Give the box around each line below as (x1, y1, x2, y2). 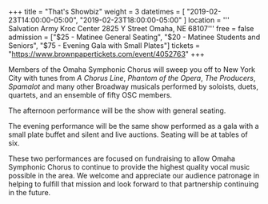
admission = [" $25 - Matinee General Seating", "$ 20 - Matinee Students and (8, 32, 261, 42)
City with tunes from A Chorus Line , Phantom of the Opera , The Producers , (8, 74, 256, 82)
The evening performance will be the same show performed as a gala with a (8, 122, 259, 130)
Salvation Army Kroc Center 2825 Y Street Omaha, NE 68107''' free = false (8, 24, 254, 33)
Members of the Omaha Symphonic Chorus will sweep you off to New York (8, 65, 256, 74)
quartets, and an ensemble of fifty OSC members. (8, 90, 173, 99)
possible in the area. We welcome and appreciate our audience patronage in (8, 171, 260, 180)
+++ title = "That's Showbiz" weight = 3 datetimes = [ (8, 7, 186, 16)
